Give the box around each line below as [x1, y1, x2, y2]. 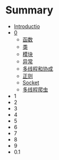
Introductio [13, 23, 40, 30]
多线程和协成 [22, 65, 53, 72]
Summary [5, 4, 53, 17]
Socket [22, 79, 40, 86]
